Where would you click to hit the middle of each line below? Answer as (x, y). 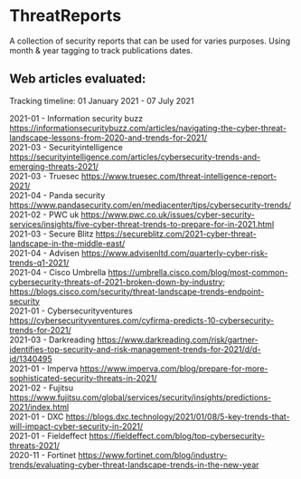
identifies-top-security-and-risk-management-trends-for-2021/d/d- (135, 349)
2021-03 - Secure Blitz (52, 234)
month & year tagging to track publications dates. (101, 50)
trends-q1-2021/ (39, 263)
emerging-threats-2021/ (54, 166)
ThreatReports (66, 16)
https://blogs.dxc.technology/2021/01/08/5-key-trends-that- (178, 417)
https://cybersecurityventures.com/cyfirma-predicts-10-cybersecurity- (142, 320)
